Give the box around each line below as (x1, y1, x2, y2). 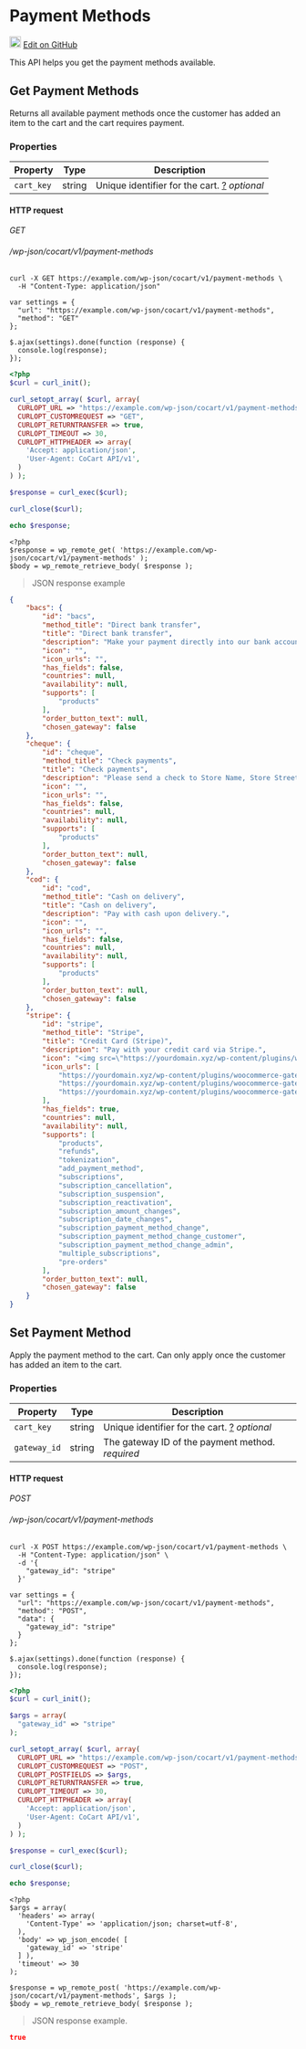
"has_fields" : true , (42, 1104, 120, 1114)
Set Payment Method (9, 1326, 132, 1341)
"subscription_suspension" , (57, 1189, 166, 1199)
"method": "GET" (17, 314, 79, 323)
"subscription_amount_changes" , (57, 1207, 181, 1216)
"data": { (17, 1614, 55, 1623)
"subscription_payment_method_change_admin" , (57, 1241, 234, 1250)
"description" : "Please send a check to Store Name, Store (42, 773, 271, 782)
